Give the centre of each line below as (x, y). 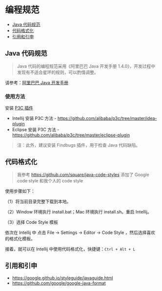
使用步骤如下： (20, 191)
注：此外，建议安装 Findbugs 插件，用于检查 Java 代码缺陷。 (79, 145)
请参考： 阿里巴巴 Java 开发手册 (37, 82)
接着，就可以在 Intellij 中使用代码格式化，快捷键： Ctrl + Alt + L (70, 249)
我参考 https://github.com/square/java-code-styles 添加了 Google (83, 175)
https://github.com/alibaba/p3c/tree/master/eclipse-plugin (71, 135)
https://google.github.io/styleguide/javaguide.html (62, 278)
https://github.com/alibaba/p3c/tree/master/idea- (107, 118)
